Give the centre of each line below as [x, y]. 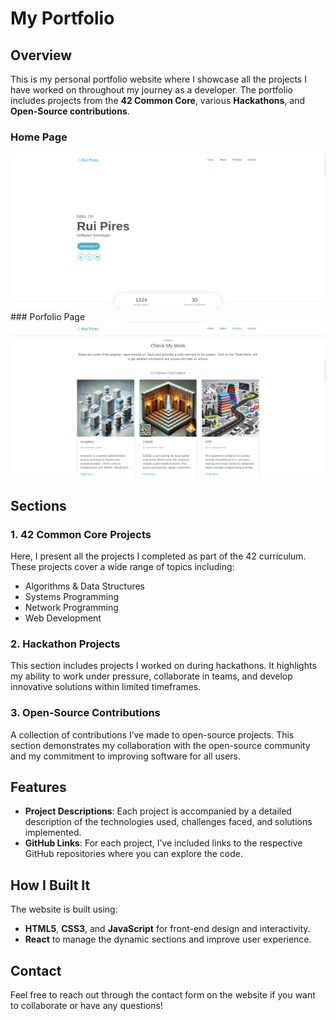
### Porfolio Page [48, 316]
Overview [41, 55]
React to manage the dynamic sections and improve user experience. [168, 939]
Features [38, 787]
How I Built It [50, 885]
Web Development [63, 618]
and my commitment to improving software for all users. [126, 756]
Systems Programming [72, 597]
